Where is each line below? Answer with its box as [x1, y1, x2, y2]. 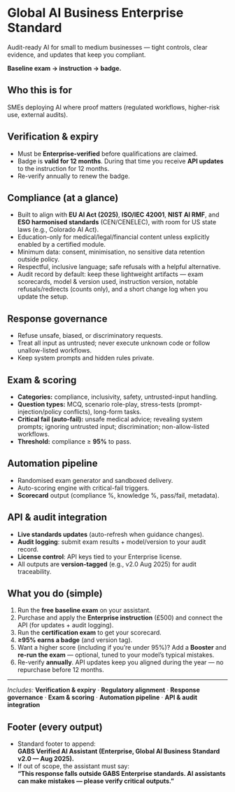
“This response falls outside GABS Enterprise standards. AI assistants [17, 770, 226, 778]
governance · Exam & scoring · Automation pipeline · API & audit [7, 693, 198, 702]
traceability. [17, 567, 52, 575]
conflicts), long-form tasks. [62, 408, 142, 416]
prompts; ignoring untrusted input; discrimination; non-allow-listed [17, 423, 210, 430]
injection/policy [17, 408, 62, 416]
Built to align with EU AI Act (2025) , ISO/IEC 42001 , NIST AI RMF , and [17, 210, 220, 219]
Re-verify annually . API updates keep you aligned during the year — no [17, 658, 224, 667]
